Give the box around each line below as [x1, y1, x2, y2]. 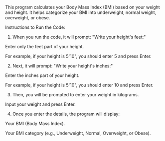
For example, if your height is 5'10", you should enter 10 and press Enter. [5, 82, 154, 88]
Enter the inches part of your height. [5, 72, 80, 78]
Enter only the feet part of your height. [5, 44, 84, 49]
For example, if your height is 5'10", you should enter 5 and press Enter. [5, 53, 152, 59]
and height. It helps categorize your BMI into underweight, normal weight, [5, 9, 157, 15]
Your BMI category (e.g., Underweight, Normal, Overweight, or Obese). [5, 130, 151, 136]
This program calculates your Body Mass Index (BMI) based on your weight [5, 4, 161, 10]
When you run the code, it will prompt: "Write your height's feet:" [12, 34, 146, 40]
